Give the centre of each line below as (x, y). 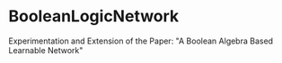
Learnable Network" (46, 50)
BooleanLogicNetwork (94, 16)
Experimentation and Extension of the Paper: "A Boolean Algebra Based (141, 41)
